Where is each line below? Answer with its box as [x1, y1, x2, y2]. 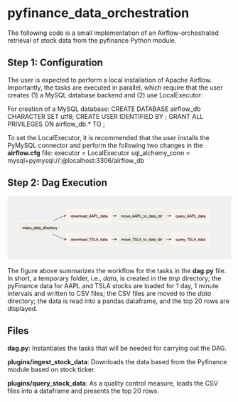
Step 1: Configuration [7, 57, 103, 69]
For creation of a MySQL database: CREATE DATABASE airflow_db [7, 105, 201, 113]
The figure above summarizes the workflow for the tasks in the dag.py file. [7, 266, 227, 275]
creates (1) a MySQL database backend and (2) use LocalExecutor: [7, 90, 203, 99]
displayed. [7, 304, 38, 312]
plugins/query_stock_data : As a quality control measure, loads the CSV [7, 379, 219, 387]
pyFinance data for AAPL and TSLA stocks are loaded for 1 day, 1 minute [7, 281, 219, 290]
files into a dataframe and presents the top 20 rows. [7, 386, 159, 395]
